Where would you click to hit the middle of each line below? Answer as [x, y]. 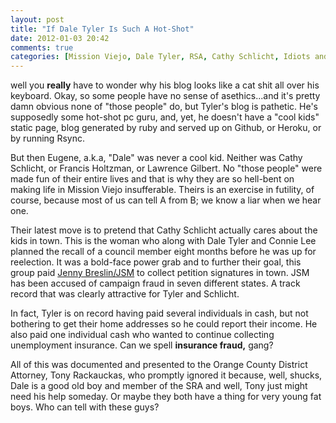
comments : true [42, 47]
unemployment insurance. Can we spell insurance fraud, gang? [142, 345]
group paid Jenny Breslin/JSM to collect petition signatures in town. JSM [160, 273]
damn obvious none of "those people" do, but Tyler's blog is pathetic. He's [164, 107]
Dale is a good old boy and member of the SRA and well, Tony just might [159, 386]
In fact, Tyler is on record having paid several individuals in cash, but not [159, 313]
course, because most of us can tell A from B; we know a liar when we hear [166, 200]
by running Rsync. [47, 138]
